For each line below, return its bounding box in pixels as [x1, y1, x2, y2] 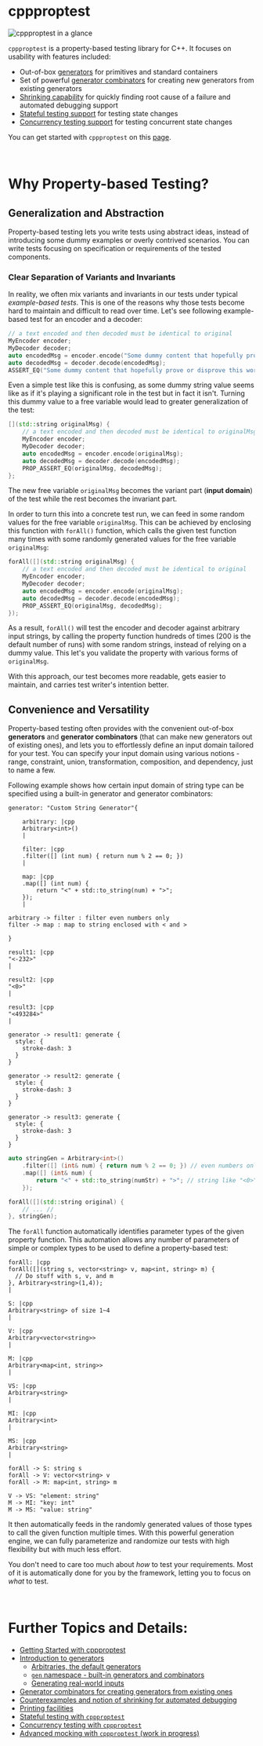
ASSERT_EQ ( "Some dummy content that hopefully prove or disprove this [8, 366, 243, 374]
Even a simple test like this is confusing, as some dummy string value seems [8, 380, 254, 390]
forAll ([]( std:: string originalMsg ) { [8, 558, 135, 566]
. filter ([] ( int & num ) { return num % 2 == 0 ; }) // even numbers [22, 1162, 243, 1170]
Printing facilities [19, 1704, 74, 1713]
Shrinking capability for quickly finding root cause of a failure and [19, 92, 231, 101]
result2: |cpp [8, 976, 55, 984]
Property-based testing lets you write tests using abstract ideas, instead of [8, 227, 249, 236]
